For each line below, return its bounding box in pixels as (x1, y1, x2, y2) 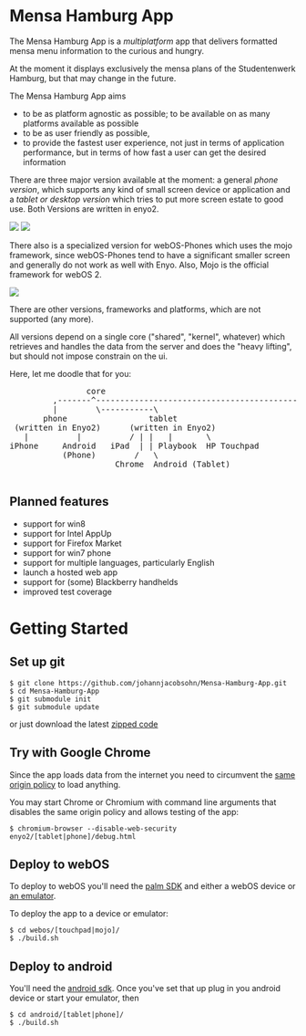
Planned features (9, 494, 109, 509)
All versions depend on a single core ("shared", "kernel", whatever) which (9, 330, 285, 342)
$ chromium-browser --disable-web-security (9, 823, 178, 833)
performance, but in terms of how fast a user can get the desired (22, 147, 267, 158)
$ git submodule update (9, 702, 100, 712)
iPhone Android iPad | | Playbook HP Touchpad (9, 440, 260, 451)
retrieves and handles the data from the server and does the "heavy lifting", (9, 340, 292, 351)
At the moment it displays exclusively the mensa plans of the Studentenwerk (9, 63, 296, 74)
